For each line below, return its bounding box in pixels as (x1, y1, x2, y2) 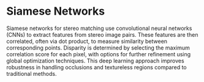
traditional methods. (6, 70, 57, 77)
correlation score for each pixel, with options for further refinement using (6, 50, 191, 58)
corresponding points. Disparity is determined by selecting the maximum (6, 44, 190, 51)
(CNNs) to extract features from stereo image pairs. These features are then (6, 31, 198, 38)
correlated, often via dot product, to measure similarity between (6, 37, 167, 45)
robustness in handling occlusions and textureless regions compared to (6, 63, 187, 71)
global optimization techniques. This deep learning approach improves (6, 57, 185, 64)
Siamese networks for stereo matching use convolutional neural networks (6, 24, 192, 32)
